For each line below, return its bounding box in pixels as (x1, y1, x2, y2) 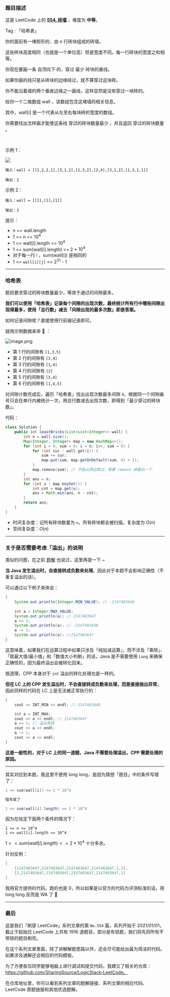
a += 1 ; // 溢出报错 (14, 721, 55, 726)
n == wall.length (12, 227, 47, 234)
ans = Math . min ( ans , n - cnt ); (32, 490, 99, 496)
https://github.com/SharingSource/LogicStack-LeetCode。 (5, 969, 128, 975)
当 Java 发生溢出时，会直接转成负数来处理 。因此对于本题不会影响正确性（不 (5, 567, 164, 573)
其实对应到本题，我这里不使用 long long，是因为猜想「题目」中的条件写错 (5, 771, 159, 777)
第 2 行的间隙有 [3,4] (12, 355, 57, 361)
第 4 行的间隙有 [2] (12, 368, 53, 374)
